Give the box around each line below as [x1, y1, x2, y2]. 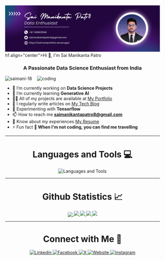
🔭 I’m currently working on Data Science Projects [12, 85, 113, 91]
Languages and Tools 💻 [32, 149, 133, 160]
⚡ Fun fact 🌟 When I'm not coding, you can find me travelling [12, 124, 138, 130]
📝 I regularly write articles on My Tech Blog [12, 101, 100, 107]
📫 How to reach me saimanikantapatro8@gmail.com [12, 111, 123, 118]
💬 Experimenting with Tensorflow [12, 106, 81, 112]
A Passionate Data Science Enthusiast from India [23, 65, 142, 72]
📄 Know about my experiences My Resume [12, 119, 100, 125]
